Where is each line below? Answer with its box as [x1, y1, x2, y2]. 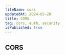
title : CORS [5, 16, 29, 21]
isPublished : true [5, 25, 43, 30]
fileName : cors [5, 7, 36, 12]
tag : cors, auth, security [5, 20, 60, 26]
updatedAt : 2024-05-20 [5, 12, 51, 17]
